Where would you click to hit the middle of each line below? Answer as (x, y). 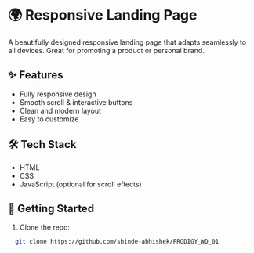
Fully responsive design (58, 94)
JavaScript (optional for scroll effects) (81, 184)
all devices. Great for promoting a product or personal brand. (107, 50)
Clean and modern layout (60, 110)
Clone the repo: (45, 227)
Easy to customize (49, 119)
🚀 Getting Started (51, 208)
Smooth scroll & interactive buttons (76, 102)
